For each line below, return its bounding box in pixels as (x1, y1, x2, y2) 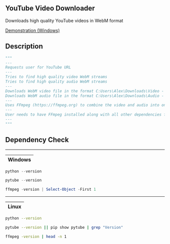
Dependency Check (5, 135, 69, 144)
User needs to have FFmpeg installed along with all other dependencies (5, 112, 162, 117)
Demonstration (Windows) (5, 27, 60, 33)
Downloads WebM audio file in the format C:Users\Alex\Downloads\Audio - (5, 93, 164, 98)
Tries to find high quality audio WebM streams (5, 79, 108, 84)
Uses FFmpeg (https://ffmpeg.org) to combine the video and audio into (5, 102, 159, 108)
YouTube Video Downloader (5, 4, 95, 13)
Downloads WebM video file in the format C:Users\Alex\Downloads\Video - (5, 88, 164, 93)
